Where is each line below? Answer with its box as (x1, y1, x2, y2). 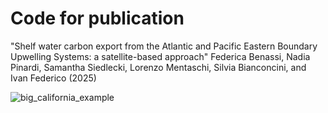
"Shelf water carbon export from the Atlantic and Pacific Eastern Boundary (10, 40, 318, 52)
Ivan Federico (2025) (10, 72, 97, 84)
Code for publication (10, 7, 185, 30)
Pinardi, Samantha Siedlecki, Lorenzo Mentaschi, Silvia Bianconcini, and (10, 61, 307, 73)
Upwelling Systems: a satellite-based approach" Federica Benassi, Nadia (10, 50, 311, 62)
